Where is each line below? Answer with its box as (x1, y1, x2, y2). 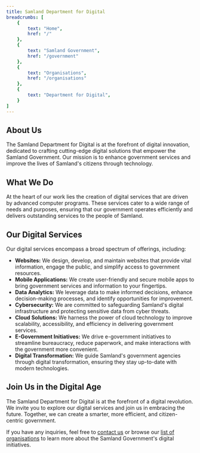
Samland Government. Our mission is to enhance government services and (6, 153, 191, 161)
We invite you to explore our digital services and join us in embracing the (6, 404, 185, 411)
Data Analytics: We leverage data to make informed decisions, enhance (14, 288, 193, 295)
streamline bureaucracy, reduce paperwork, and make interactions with (14, 339, 191, 346)
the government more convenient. (14, 346, 99, 353)
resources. (14, 269, 42, 276)
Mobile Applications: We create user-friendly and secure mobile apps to (14, 276, 195, 283)
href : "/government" (27, 53, 79, 59)
